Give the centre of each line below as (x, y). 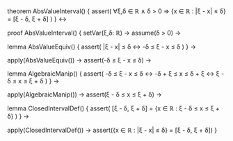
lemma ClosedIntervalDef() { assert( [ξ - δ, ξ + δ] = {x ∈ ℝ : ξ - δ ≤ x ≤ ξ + (114, 108)
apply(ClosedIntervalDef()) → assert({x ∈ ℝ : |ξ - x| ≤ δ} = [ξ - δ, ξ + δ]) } (112, 130)
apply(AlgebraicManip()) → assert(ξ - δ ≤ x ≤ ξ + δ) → (85, 94)
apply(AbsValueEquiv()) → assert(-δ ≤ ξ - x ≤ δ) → (79, 60)
